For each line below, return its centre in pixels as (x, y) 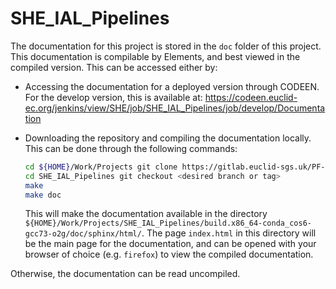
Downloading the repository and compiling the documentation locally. (168, 138)
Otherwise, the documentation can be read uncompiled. (125, 274)
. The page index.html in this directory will (229, 233)
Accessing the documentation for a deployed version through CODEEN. (172, 86)
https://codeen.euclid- (251, 97)
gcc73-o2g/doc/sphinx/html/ (83, 234)
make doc (43, 195)
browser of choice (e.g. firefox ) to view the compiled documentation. (169, 254)
